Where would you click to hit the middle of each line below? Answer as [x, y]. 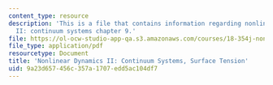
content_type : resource [49, 16]
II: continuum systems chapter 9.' [76, 31]
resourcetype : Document [49, 53]
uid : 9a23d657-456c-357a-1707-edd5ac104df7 [83, 69]
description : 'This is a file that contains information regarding [125, 23]
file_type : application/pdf [56, 46]
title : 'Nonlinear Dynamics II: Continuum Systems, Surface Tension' [129, 62]
